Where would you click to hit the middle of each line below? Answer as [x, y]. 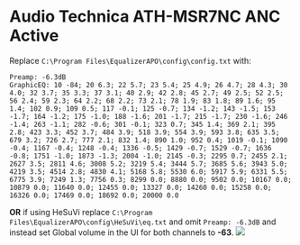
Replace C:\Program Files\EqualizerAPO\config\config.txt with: [131, 60]
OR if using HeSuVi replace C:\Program [81, 212]
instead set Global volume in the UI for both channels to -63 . [122, 232]
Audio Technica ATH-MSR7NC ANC [145, 17]
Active [34, 36]
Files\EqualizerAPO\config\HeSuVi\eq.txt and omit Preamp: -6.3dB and [143, 222]
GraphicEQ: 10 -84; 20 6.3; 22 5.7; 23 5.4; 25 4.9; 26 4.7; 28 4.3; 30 [149, 85]
